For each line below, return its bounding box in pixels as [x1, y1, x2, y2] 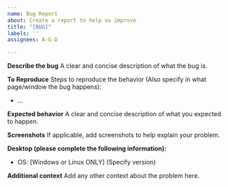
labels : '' [7, 29, 39, 37]
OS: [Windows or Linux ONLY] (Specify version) [17, 158, 156, 167]
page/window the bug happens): [7, 83, 102, 91]
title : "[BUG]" [7, 23, 52, 30]
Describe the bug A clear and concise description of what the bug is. [7, 62, 208, 70]
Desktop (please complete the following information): [7, 144, 167, 153]
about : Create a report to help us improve [7, 17, 137, 24]
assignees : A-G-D [7, 36, 58, 43]
